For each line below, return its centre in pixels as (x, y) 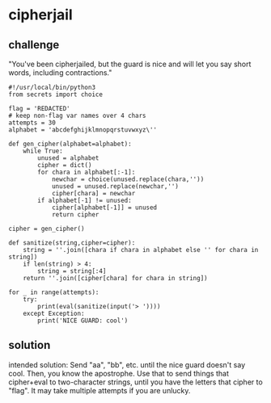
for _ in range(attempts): (54, 292)
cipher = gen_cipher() (47, 229)
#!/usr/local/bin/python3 (52, 87)
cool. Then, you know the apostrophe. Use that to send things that (119, 373)
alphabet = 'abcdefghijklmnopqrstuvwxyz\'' (83, 130)
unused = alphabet (68, 158)
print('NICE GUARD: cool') (83, 321)
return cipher (75, 215)
